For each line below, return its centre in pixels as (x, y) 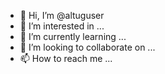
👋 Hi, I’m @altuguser (62, 15)
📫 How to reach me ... (66, 58)
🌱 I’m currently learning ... (73, 36)
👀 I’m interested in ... (62, 26)
